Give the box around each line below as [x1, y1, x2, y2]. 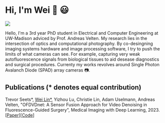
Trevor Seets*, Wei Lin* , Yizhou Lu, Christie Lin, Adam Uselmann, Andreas [5, 96, 155, 102]
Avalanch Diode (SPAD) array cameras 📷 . [5, 67, 90, 73]
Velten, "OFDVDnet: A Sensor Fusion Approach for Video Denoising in [5, 101, 147, 108]
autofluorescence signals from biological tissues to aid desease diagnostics [5, 56, 160, 62]
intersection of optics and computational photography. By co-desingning [5, 41, 153, 46]
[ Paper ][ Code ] [5, 112, 35, 118]
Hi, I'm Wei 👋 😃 [5, 4, 69, 16]
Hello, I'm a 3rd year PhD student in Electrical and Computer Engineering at [5, 30, 159, 36]
